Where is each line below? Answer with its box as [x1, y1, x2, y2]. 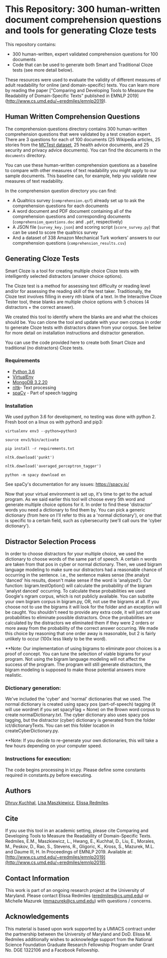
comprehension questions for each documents [12, 203, 109, 209]
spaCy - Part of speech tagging [12, 389, 77, 396]
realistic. [5, 672, 23, 678]
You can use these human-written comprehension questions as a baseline [5, 162, 158, 168]
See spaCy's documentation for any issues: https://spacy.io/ [5, 482, 130, 488]
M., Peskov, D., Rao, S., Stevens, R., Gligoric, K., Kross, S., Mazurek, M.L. [5, 843, 155, 849]
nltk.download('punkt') [5, 455, 55, 460]
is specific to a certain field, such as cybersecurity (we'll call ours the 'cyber [5, 518, 162, 524]
